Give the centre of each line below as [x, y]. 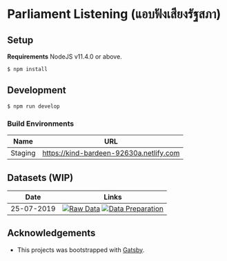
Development [37, 90]
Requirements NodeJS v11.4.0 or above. [65, 57]
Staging [23, 153]
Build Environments [41, 124]
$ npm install [28, 69]
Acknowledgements [51, 233]
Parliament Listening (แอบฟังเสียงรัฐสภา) [114, 14]
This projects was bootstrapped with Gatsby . [81, 250]
